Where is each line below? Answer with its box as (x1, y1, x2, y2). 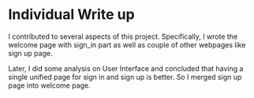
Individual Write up (8, 6, 136, 24)
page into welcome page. (8, 81, 91, 90)
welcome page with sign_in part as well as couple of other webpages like (8, 40, 246, 49)
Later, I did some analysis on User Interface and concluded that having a (8, 63, 244, 73)
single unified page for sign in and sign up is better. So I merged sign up (8, 72, 242, 81)
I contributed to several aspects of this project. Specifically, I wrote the (8, 32, 238, 41)
